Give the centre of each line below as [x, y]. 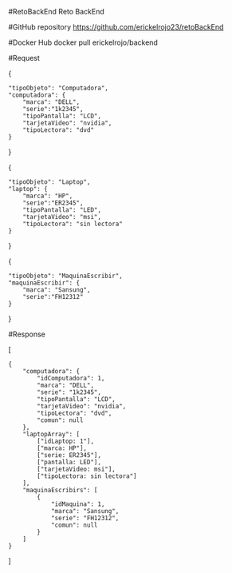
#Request [24, 58]
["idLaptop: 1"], [65, 441]
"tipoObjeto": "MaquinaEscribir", [66, 276]
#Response [27, 334]
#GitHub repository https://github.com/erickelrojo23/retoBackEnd [116, 27]
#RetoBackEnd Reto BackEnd [57, 12]
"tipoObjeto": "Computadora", [59, 88]
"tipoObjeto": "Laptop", [49, 182]
